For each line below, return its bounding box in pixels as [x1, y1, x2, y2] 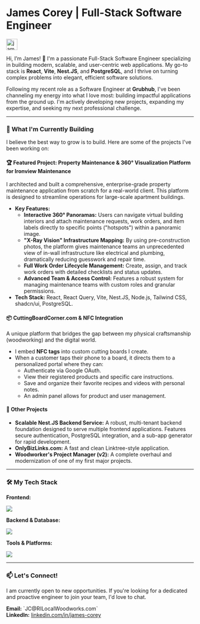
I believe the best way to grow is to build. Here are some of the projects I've [6, 139, 192, 146]
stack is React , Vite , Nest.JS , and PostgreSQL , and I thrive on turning [6, 67, 179, 75]
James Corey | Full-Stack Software [6, 6, 182, 20]
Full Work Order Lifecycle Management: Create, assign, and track [23, 262, 187, 269]
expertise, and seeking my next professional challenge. [6, 104, 142, 112]
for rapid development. [14, 438, 71, 445]
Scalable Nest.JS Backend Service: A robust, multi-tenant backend [14, 419, 182, 426]
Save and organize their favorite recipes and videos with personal [23, 379, 185, 386]
